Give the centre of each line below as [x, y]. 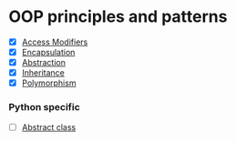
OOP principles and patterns [118, 17]
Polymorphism [49, 83]
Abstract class [49, 127]
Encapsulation [48, 52]
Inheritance [43, 73]
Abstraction [43, 63]
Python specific [45, 107]
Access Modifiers [55, 42]
